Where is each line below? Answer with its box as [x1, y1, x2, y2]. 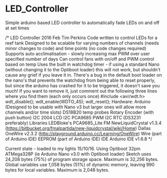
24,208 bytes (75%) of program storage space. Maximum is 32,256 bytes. [5, 156, 159, 162]
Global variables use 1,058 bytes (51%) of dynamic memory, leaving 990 [5, 161, 155, 167]
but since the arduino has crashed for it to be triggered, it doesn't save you [5, 82, 160, 88]
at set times [5, 25, 30, 31]
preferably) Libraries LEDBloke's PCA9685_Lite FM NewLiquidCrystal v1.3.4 [5, 120, 162, 126]
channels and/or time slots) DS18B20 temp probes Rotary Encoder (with [5, 109, 154, 115]
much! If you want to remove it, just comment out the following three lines [5, 88, 157, 94]
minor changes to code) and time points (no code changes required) [5, 45, 146, 51]
